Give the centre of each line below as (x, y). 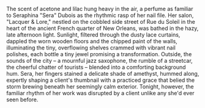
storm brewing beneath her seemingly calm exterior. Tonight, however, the (100, 87)
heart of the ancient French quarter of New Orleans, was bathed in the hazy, (102, 28)
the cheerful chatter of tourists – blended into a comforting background (96, 67)
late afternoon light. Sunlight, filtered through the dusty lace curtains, (93, 35)
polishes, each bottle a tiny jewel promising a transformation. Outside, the (99, 54)
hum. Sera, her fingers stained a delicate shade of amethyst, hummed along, (103, 74)
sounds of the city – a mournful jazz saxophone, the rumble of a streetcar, (99, 61)
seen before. (22, 99)
